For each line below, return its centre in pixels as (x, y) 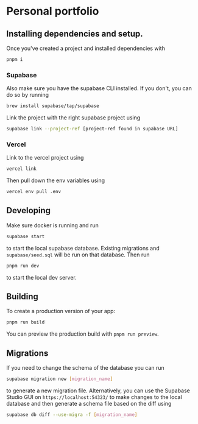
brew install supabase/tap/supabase (53, 106)
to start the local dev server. (42, 277)
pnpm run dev (23, 266)
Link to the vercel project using (45, 158)
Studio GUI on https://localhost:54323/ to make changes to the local (94, 397)
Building (22, 296)
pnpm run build (26, 322)
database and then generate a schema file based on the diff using (89, 403)
